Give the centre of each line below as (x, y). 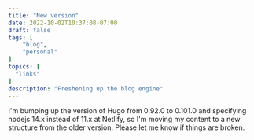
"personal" (40, 52)
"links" (28, 74)
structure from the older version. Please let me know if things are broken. (127, 127)
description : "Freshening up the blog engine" (86, 88)
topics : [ (24, 67)
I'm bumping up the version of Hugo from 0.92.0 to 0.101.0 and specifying (127, 111)
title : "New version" (44, 15)
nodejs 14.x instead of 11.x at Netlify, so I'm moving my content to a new (124, 120)
